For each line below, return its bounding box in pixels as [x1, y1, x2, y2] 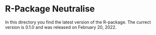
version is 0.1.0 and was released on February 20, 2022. [5, 24, 117, 30]
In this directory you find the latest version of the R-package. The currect [5, 19, 151, 25]
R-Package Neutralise [5, 3, 95, 14]
